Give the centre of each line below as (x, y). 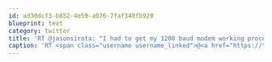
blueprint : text (36, 23)
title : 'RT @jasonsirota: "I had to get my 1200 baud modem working (126, 38)
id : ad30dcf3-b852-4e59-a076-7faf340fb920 (81, 16)
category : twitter (39, 31)
